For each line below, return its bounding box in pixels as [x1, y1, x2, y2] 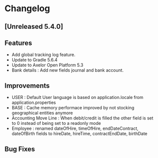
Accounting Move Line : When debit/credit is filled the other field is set [11, 115, 154, 121]
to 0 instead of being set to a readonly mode [11, 120, 101, 126]
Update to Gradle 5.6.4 [11, 57, 58, 63]
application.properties [11, 99, 57, 105]
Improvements [4, 81, 50, 90]
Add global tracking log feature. [11, 52, 76, 58]
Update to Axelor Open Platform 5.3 [11, 62, 83, 68]
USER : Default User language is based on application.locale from [11, 95, 143, 100]
